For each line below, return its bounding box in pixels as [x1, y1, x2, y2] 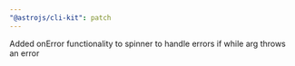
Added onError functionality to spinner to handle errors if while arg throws [9, 38, 286, 49]
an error [9, 47, 40, 59]
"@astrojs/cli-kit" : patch [9, 13, 112, 23]
